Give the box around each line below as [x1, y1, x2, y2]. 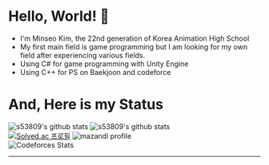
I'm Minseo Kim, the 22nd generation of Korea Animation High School [19, 33, 250, 43]
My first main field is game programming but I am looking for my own [19, 41, 248, 51]
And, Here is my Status [8, 96, 164, 114]
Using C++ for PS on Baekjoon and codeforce [19, 67, 171, 77]
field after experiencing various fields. [19, 50, 146, 60]
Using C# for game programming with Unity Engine [19, 59, 189, 69]
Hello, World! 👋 [8, 7, 110, 26]
